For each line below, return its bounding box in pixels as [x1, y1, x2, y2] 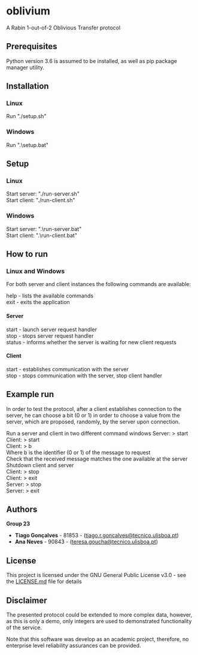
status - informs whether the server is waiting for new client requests [6, 338, 176, 345]
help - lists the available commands [6, 292, 94, 299]
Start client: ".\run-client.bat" [6, 232, 78, 239]
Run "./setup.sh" [6, 113, 47, 120]
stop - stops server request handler [6, 332, 94, 339]
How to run [6, 249, 48, 259]
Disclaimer [6, 595, 47, 605]
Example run [6, 389, 54, 399]
